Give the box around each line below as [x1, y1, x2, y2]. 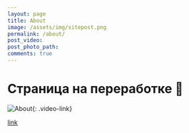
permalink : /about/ [7, 30, 66, 38]
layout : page [7, 10, 46, 18]
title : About [7, 17, 46, 24]
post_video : [7, 37, 43, 44]
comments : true [7, 50, 53, 58]
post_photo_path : [7, 43, 59, 50]
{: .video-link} [31, 104, 73, 112]
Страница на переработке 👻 [7, 81, 184, 97]
